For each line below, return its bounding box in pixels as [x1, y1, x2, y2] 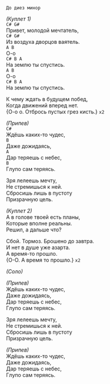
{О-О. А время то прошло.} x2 [6, 257, 81, 263]
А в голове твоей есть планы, [6, 214, 81, 221]
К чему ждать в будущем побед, [6, 96, 88, 102]
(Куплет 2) [6, 207, 32, 214]
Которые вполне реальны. [6, 220, 72, 227]
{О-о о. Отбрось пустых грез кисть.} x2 [6, 108, 105, 115]
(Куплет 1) [6, 15, 31, 22]
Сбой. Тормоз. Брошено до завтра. [6, 238, 95, 244]
